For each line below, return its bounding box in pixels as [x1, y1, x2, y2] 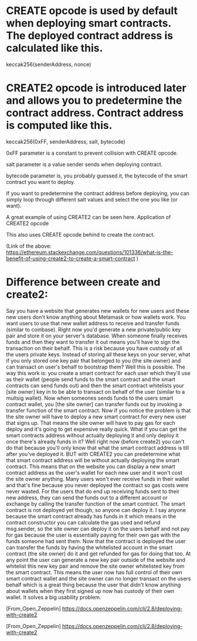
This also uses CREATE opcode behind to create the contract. [6, 231, 155, 238]
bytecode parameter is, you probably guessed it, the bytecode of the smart [6, 172, 188, 179]
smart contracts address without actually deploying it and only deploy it [6, 432, 179, 439]
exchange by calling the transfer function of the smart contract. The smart [6, 500, 186, 507]
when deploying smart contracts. [6, 16, 172, 30]
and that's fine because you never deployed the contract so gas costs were [6, 482, 189, 489]
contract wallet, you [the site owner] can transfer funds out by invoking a [6, 400, 182, 408]
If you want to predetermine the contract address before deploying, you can [6, 189, 189, 197]
